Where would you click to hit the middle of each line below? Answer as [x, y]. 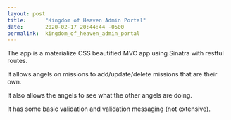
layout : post [26, 14]
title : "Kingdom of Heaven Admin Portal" [77, 20]
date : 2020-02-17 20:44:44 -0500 [66, 27]
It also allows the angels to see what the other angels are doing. [100, 95]
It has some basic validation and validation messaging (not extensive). [109, 109]
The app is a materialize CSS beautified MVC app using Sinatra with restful [115, 53]
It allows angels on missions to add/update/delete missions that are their [112, 74]
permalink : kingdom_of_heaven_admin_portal [74, 33]
